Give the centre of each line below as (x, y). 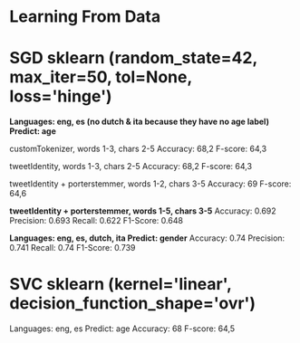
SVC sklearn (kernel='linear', (121, 285)
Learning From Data (85, 17)
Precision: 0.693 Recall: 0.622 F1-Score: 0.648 (97, 221)
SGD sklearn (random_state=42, (134, 58)
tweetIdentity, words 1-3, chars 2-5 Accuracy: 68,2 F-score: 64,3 (131, 167)
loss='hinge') (61, 96)
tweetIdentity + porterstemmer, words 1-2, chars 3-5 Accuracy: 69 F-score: (150, 184)
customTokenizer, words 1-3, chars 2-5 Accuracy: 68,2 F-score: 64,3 (138, 149)
